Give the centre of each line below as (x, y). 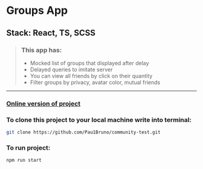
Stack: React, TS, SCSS (51, 33)
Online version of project (43, 103)
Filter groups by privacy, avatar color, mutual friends (95, 82)
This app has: (41, 50)
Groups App (37, 11)
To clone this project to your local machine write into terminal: (99, 120)
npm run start (24, 161)
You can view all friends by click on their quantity (91, 75)
